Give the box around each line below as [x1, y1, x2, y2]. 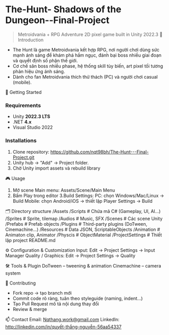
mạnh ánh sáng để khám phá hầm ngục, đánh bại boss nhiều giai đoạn [12, 52, 162, 58]
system [5, 270, 21, 276]
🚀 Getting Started [5, 89, 42, 95]
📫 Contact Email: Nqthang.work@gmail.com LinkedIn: [5, 316, 120, 322]
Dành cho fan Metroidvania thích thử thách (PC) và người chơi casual [12, 74, 158, 80]
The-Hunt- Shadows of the [5, 4, 122, 15]
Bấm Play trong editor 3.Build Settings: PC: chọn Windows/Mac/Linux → [12, 193, 164, 199]
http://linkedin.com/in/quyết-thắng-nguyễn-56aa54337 [5, 323, 122, 330]
